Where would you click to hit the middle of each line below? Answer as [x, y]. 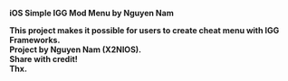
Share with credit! [44, 59]
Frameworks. [35, 40]
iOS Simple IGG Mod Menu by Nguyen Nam [91, 13]
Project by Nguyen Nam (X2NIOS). [76, 49]
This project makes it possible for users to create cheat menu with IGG [144, 30]
